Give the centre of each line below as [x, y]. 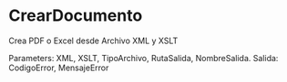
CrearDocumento [76, 16]
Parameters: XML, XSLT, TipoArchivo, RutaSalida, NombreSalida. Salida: [143, 58]
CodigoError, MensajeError [59, 68]
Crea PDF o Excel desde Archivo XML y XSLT [93, 41]
